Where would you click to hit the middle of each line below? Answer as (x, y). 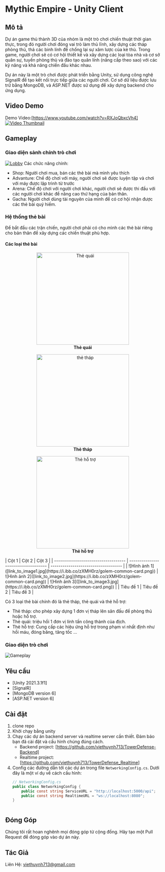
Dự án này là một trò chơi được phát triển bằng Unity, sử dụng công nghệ (79, 75)
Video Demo (24, 106)
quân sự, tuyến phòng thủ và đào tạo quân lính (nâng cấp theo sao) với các (81, 60)
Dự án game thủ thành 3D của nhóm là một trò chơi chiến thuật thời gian (78, 39)
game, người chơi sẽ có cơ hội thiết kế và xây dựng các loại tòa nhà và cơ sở (82, 55)
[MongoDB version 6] (34, 693)
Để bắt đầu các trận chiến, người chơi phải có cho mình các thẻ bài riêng (79, 227)
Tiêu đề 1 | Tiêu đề (139, 587)
